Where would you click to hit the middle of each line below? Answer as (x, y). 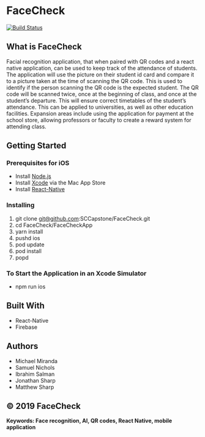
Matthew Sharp (35, 387)
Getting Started (36, 146)
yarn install (29, 231)
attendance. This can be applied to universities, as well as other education (100, 107)
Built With (25, 306)
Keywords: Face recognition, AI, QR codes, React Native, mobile (89, 421)
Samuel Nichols (35, 367)
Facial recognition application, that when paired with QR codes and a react (100, 61)
